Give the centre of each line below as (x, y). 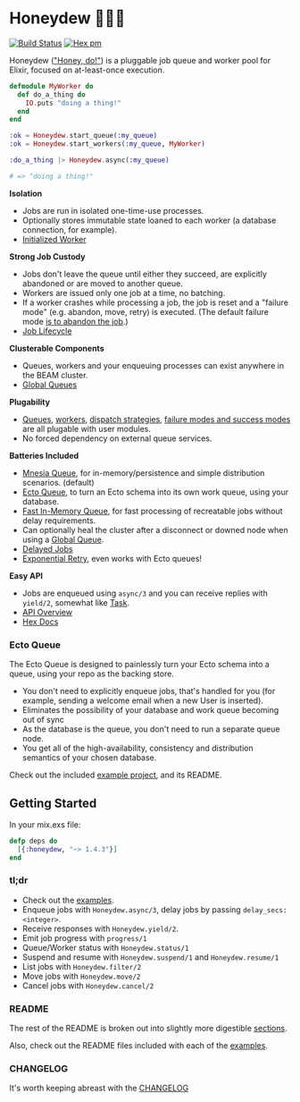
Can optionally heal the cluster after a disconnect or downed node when (155, 530)
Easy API (26, 575)
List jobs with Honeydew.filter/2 (82, 966)
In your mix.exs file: (45, 824)
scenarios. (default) (58, 482)
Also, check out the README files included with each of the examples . (138, 1046)
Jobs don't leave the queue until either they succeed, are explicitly (145, 274)
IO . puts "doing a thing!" (74, 103)
